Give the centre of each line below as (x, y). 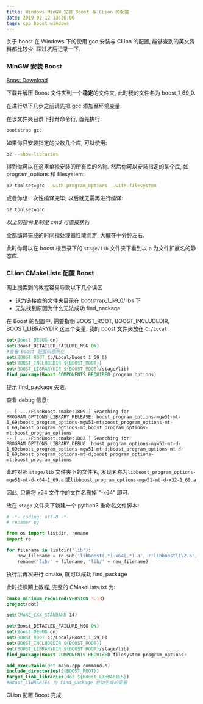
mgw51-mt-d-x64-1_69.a (35, 480)
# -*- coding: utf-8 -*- (38, 517)
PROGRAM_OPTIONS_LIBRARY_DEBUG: (47, 443)
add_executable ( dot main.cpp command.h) (59, 666)
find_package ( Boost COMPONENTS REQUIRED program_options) (81, 374)
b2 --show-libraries (33, 154)
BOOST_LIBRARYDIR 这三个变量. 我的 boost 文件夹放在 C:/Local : (88, 329)
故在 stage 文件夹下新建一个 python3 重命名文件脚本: (73, 505)
